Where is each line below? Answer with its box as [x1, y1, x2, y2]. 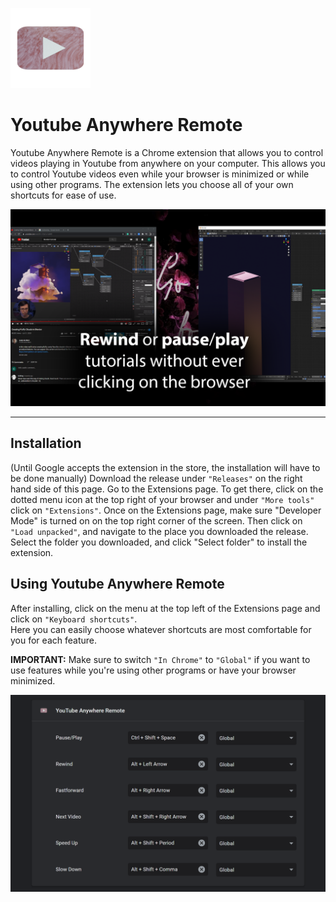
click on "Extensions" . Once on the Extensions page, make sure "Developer [10, 504, 322, 516]
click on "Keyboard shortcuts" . [10, 613, 138, 625]
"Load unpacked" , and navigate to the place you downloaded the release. [10, 525, 309, 537]
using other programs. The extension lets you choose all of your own [10, 178, 294, 190]
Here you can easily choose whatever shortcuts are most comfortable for [10, 623, 312, 635]
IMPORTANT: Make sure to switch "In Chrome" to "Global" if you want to [10, 653, 311, 665]
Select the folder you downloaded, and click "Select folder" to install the [10, 536, 308, 548]
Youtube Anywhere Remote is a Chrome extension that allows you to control [10, 146, 324, 158]
